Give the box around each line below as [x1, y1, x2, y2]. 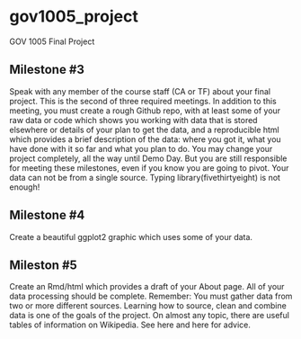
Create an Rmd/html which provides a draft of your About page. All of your [9, 281, 285, 292]
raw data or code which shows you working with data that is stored [9, 114, 258, 125]
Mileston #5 [9, 257, 78, 272]
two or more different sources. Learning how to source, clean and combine [9, 300, 288, 311]
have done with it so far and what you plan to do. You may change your [9, 143, 273, 154]
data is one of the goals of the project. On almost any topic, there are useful [9, 310, 290, 321]
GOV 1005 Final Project [9, 36, 95, 47]
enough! [9, 182, 40, 192]
